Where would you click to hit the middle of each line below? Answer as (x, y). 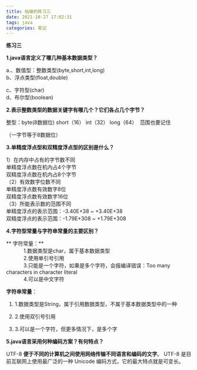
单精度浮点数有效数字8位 (36, 189)
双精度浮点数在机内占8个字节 (41, 174)
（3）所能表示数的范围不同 (39, 204)
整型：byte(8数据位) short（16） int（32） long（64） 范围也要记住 (89, 122)
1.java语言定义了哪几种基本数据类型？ (52, 58)
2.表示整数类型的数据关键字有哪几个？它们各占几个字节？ (76, 110)
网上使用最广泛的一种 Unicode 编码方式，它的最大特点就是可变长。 (103, 361)
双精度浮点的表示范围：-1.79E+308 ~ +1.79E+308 (66, 218)
